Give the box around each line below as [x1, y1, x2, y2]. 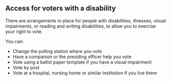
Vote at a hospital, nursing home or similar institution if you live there [12, 70, 157, 76]
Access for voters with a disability [5, 4, 116, 13]
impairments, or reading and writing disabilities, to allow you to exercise [5, 23, 156, 29]
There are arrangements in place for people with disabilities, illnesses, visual [5, 17, 166, 23]
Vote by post [12, 64, 40, 70]
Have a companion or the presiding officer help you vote [12, 53, 132, 60]
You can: [5, 38, 24, 44]
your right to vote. [5, 28, 43, 35]
